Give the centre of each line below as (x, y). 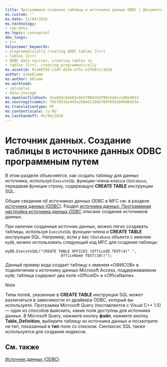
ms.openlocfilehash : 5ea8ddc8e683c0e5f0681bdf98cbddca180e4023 (72, 97)
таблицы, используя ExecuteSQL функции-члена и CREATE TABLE (74, 231)
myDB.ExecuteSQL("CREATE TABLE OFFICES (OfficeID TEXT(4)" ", (71, 251)
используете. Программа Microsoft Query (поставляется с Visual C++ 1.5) (83, 305)
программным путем (52, 161)
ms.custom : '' (20, 14)
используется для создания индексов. (46, 331)
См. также (22, 347)
